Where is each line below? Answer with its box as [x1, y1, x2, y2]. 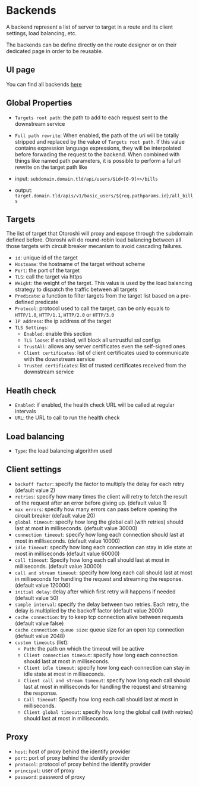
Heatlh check [6, 385, 56, 395]
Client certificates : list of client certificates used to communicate [23, 349, 189, 357]
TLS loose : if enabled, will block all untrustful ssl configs [23, 336, 162, 344]
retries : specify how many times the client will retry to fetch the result [14, 493, 188, 500]
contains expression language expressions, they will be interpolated [14, 144, 181, 151]
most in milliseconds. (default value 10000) [14, 537, 121, 544]
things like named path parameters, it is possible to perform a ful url [14, 157, 181, 164]
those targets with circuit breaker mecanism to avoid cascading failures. [6, 243, 183, 250]
